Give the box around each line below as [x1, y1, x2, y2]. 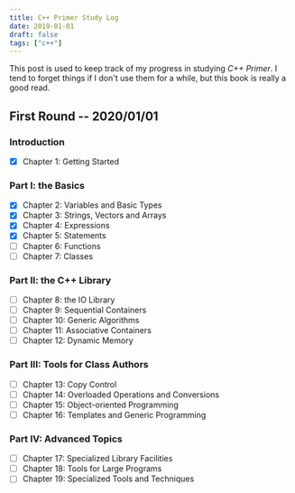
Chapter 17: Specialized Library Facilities [22, 453, 173, 464]
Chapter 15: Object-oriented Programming [22, 399, 179, 410]
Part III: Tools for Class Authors [9, 358, 149, 371]
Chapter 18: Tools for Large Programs [22, 463, 162, 474]
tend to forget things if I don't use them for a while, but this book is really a [9, 73, 287, 84]
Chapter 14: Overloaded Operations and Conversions [22, 389, 219, 400]
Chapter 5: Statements [22, 230, 106, 241]
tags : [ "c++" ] [9, 38, 63, 48]
